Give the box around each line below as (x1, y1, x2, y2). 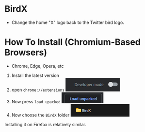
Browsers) (4, 47, 47, 58)
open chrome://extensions (11, 87, 65, 93)
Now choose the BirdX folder (11, 112, 70, 118)
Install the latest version (11, 72, 59, 78)
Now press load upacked (11, 98, 61, 104)
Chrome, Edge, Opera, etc (11, 63, 64, 69)
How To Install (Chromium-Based (4, 37, 141, 48)
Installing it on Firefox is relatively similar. (4, 121, 86, 127)
